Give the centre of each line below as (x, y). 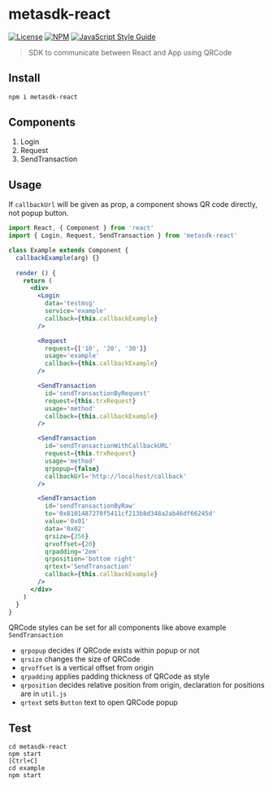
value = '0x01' (67, 521)
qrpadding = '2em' (72, 552)
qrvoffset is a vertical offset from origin (87, 668)
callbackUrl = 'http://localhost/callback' (115, 476)
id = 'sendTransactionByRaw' (90, 506)
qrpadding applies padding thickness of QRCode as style (115, 676)
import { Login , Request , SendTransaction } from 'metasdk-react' (123, 236)
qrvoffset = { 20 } (70, 544)
